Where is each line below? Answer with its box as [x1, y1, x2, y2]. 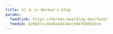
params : [5, 12, 22, 17]
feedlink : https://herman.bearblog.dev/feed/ [10, 16, 108, 21]
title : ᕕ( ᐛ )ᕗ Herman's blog [5, 7, 71, 12]
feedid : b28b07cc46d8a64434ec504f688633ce [10, 21, 101, 26]
